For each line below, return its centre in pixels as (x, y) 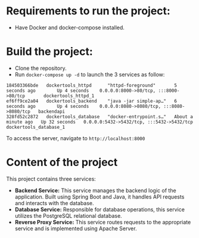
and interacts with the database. (54, 203)
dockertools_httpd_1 (69, 96)
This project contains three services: (51, 179)
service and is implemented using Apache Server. (76, 228)
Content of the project (62, 163)
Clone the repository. (41, 68)
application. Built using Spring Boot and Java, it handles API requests (99, 197)
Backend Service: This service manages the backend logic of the (96, 190)
